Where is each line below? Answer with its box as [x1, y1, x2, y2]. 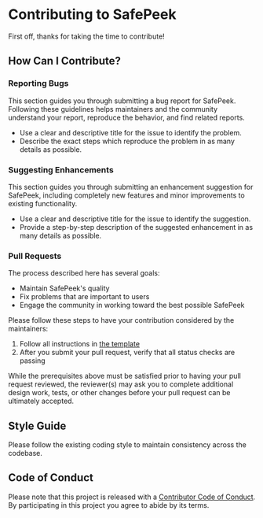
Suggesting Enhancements [8, 164, 114, 175]
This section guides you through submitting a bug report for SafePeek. [8, 96, 236, 105]
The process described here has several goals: [8, 268, 160, 278]
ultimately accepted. [8, 396, 75, 406]
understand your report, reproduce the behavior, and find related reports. [8, 113, 245, 122]
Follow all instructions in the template [19, 339, 140, 349]
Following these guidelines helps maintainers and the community [8, 104, 218, 113]
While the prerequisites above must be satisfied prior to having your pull [8, 372, 241, 381]
